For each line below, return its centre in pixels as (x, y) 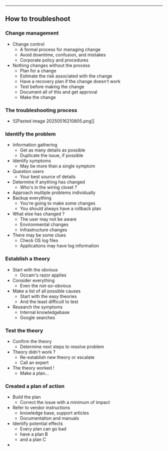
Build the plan (26, 397)
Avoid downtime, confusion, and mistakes (63, 54)
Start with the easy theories (48, 296)
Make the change (38, 97)
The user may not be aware (48, 219)
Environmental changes (44, 224)
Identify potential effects (38, 423)
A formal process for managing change (60, 49)
